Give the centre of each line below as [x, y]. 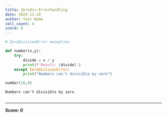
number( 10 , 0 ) [19, 83]
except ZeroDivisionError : [42, 69]
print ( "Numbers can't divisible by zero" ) [68, 74]
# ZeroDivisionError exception [38, 42]
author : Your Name [24, 19]
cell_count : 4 [20, 24]
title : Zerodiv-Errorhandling [37, 10]
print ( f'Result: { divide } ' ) [52, 65]
